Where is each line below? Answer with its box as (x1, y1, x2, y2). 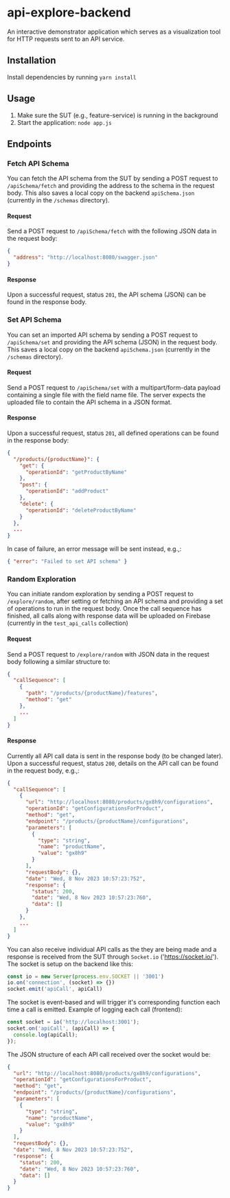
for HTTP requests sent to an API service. (7, 34, 125, 43)
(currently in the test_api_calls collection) (7, 619, 128, 627)
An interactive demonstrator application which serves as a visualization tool (7, 27, 221, 36)
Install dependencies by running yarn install (7, 73, 137, 81)
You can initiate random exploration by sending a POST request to (7, 590, 194, 598)
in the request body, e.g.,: (7, 766, 80, 775)
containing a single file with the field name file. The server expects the (7, 390, 206, 399)
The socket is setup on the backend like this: (7, 959, 134, 968)
